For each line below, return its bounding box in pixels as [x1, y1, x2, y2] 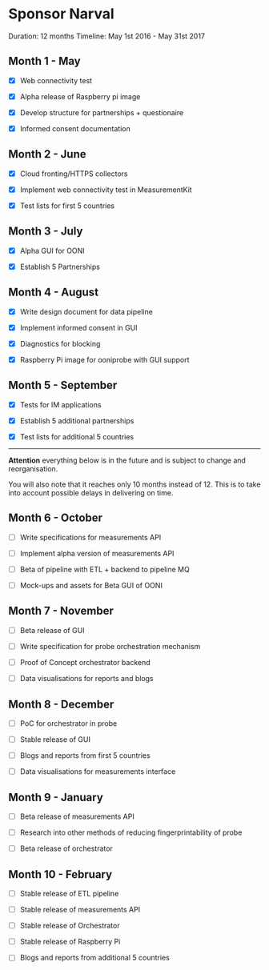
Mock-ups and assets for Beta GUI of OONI [19, 581, 163, 590]
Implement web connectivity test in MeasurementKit [19, 185, 192, 194]
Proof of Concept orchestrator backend [19, 658, 151, 667]
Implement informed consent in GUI [19, 323, 138, 332]
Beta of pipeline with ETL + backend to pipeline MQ [19, 564, 190, 574]
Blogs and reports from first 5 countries [19, 751, 151, 760]
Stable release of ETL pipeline [19, 889, 119, 898]
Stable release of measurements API [19, 905, 141, 915]
